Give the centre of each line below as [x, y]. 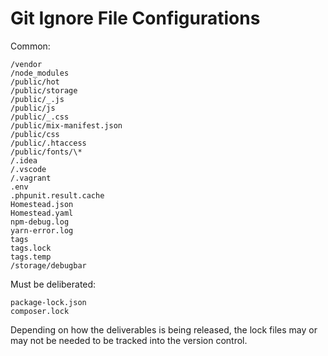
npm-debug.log [40, 222]
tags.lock [31, 248]
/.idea [24, 160]
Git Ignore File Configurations [135, 18]
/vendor [26, 64]
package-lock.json [48, 302]
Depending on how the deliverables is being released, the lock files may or [164, 329]
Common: [30, 46]
